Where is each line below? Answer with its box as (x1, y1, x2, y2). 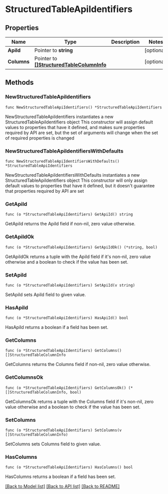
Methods (5, 78, 34, 87)
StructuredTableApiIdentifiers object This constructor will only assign (5, 177, 147, 183)
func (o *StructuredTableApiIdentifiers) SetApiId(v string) (5, 283, 135, 288)
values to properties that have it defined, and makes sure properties (5, 124, 145, 130)
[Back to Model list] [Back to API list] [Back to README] (5, 483, 120, 489)
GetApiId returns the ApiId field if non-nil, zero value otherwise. (5, 221, 136, 227)
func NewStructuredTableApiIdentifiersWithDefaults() (5, 159, 120, 164)
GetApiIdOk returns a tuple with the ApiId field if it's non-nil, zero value (5, 254, 151, 260)
